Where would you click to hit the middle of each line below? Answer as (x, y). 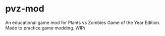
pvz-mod (25, 9)
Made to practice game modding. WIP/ (45, 27)
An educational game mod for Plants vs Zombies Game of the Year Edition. (83, 22)
